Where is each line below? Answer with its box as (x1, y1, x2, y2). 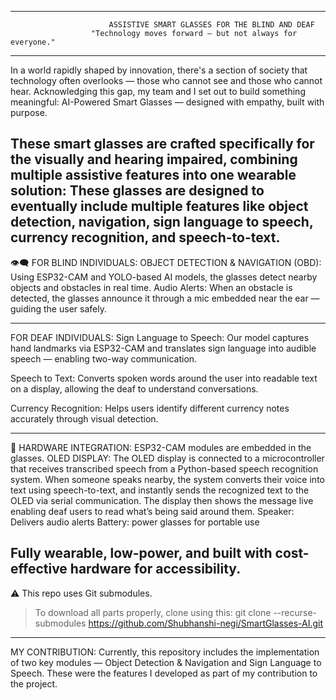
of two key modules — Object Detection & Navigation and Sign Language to (10, 656, 322, 668)
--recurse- (273, 606, 318, 618)
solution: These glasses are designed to (10, 182, 265, 200)
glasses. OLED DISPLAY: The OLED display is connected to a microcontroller (10, 452, 325, 464)
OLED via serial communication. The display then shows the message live (10, 494, 314, 506)
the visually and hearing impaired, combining (10, 151, 298, 168)
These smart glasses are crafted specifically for (10, 136, 315, 153)
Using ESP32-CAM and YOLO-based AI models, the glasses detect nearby (10, 271, 318, 283)
